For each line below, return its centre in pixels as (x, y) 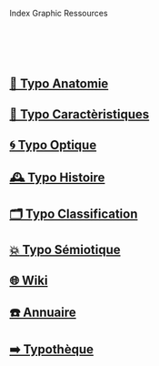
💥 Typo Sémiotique (65, 249)
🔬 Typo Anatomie (59, 83)
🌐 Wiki (29, 280)
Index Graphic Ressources (59, 13)
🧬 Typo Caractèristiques (79, 114)
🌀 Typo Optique (53, 145)
